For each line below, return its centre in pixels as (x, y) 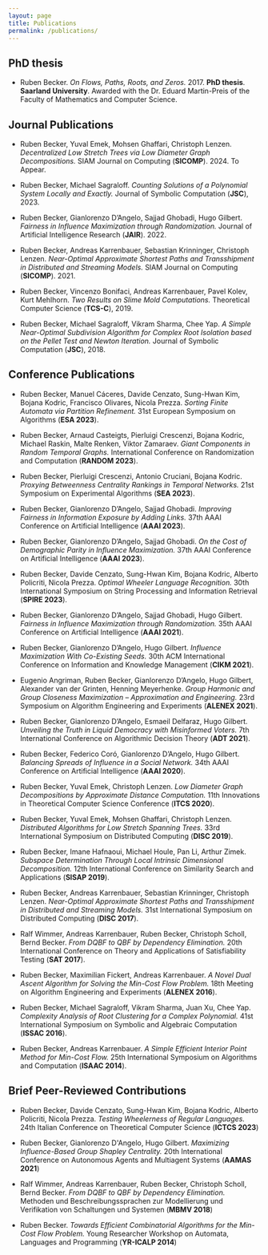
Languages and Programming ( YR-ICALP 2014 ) (98, 1242)
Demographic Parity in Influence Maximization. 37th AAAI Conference (136, 549)
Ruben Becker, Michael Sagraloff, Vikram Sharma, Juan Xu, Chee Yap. (135, 1007)
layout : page (30, 16)
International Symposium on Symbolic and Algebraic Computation (128, 1024)
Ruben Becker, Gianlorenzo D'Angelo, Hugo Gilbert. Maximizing (124, 1143)
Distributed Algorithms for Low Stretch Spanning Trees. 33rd (120, 828)
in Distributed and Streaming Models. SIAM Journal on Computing (129, 267)
